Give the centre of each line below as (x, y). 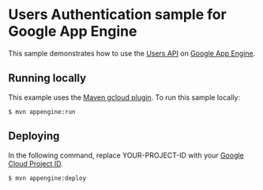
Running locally (47, 78)
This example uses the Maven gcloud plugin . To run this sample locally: (124, 97)
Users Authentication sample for (117, 15)
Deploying (34, 136)
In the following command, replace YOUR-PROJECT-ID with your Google (126, 155)
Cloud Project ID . (36, 163)
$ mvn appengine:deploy (47, 178)
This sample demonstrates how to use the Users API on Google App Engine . (132, 53)
